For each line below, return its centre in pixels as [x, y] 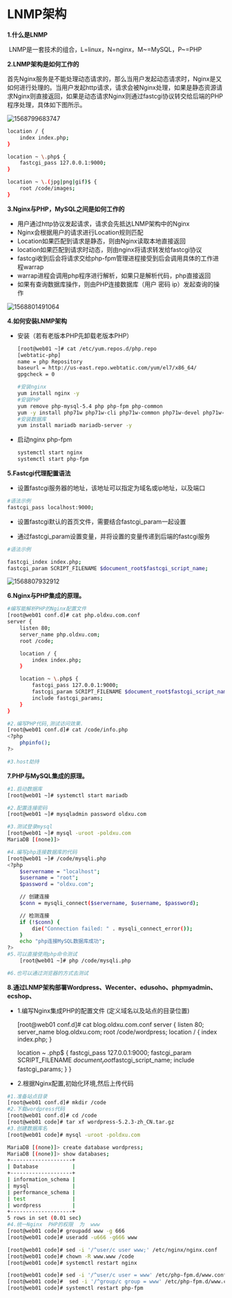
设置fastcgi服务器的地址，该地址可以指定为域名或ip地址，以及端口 [111, 488]
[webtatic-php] [39, 355]
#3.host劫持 [23, 762]
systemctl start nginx [50, 453]
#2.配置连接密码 [27, 808]
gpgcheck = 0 [36, 374]
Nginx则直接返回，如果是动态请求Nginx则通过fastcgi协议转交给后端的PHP [118, 96]
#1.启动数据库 [25, 789]
